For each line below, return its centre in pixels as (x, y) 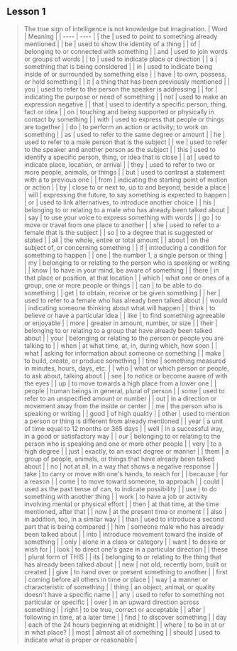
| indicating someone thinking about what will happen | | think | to (120, 307)
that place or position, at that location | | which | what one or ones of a (127, 278)
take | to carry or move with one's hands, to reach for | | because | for (126, 474)
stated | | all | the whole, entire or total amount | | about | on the (117, 240)
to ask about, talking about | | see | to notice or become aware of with (126, 376)
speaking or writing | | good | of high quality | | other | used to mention (127, 413)
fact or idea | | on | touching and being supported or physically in (119, 111)
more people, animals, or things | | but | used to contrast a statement (124, 172)
